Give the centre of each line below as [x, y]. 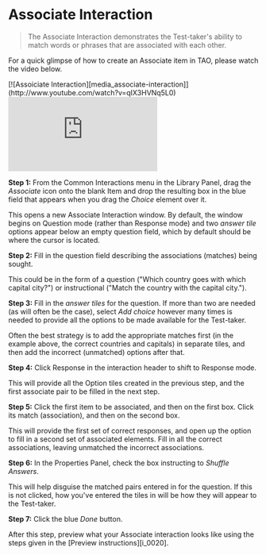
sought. [21, 264]
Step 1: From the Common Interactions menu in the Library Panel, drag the [130, 182]
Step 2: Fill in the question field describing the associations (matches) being [133, 255]
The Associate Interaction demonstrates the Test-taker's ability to [135, 37]
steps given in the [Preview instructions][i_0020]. [89, 542]
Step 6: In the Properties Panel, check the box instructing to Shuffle [119, 463]
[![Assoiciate [29, 84]
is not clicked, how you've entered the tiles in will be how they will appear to [133, 495]
